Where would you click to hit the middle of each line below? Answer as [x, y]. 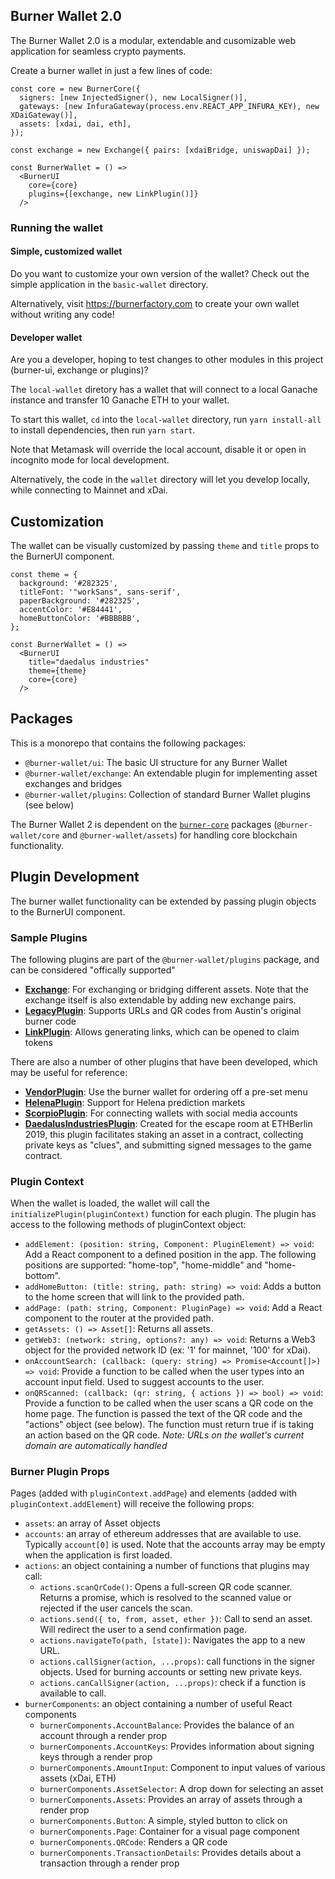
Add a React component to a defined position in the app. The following [170, 1255]
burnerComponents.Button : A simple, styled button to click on [163, 1821]
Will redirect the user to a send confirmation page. [143, 1630]
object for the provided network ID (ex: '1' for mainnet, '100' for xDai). [167, 1350]
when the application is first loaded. [98, 1555]
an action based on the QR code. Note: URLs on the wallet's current [164, 1435]
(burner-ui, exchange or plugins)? [79, 370]
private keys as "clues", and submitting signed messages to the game [168, 1145]
